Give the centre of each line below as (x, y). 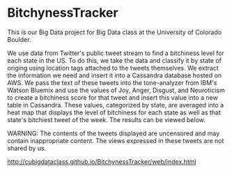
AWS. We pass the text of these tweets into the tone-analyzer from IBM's (112, 82)
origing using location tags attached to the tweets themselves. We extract (113, 68)
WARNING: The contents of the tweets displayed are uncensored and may (114, 133)
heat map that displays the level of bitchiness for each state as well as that (114, 112)
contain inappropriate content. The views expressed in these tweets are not (116, 140)
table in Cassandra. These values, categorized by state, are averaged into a (116, 105)
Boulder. (19, 39)
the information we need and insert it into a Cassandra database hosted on (114, 75)
